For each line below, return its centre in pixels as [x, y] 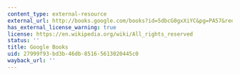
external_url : [29, 21]
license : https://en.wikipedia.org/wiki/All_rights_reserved [100, 34]
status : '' [24, 41]
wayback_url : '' [31, 61]
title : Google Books [38, 47]
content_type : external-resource [57, 14]
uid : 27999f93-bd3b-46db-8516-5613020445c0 [73, 54]
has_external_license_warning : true [62, 27]
